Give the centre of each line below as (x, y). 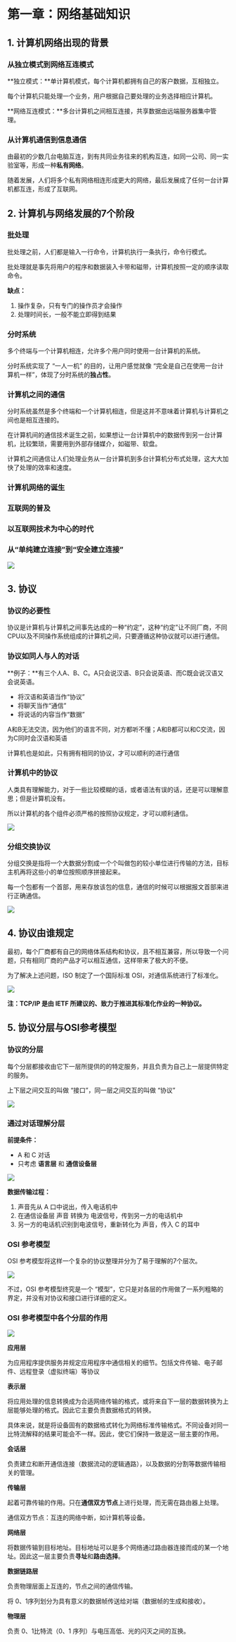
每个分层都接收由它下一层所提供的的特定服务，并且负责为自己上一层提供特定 (118, 1066)
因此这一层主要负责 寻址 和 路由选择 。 (72, 1556)
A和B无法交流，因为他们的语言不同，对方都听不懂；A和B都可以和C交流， (113, 729)
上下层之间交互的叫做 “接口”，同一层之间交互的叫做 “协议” (91, 1090)
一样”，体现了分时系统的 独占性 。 (67, 375)
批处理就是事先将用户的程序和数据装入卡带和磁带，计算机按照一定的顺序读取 (118, 267)
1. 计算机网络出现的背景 (58, 43)
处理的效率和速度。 (47, 468)
